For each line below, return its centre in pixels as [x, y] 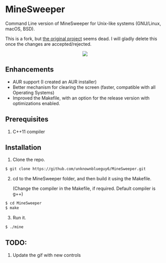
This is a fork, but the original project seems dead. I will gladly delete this [81, 39]
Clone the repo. [29, 160]
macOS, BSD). [20, 28]
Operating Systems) [33, 92]
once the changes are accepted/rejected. [48, 44]
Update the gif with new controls [47, 255]
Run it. [19, 218]
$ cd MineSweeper [24, 203]
